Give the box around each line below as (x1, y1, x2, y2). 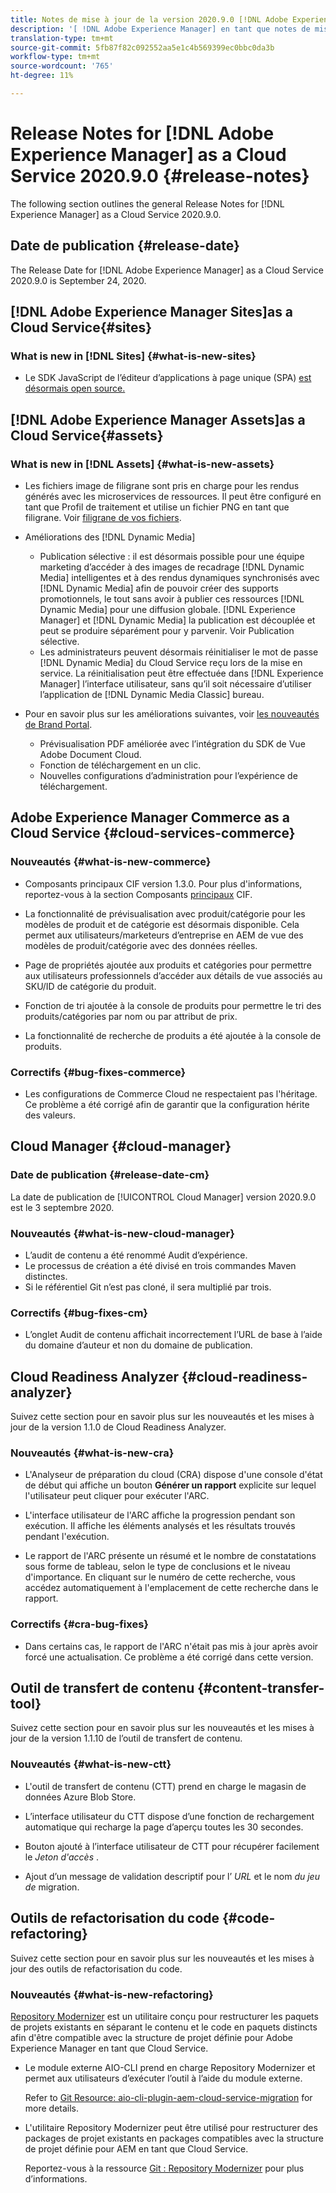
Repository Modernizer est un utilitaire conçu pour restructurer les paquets (10, 2010, 319, 2022)
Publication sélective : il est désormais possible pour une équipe (39, 551, 305, 562)
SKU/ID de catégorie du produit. (24, 980, 157, 992)
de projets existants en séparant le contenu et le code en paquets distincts (10, 2021, 318, 2033)
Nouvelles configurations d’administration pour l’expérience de (39, 770, 298, 781)
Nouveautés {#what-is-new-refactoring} (10, 1987, 214, 2001)
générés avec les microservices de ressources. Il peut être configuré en (24, 491, 322, 502)
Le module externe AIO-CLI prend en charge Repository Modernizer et (24, 2061, 316, 2073)
